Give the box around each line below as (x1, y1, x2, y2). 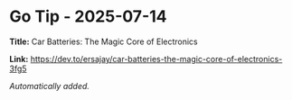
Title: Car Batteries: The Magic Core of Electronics (9, 36, 199, 47)
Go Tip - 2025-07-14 (9, 6, 167, 27)
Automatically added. (9, 80, 90, 91)
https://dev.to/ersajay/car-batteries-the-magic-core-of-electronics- (30, 53, 283, 64)
